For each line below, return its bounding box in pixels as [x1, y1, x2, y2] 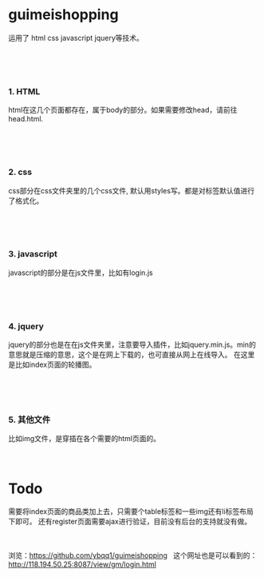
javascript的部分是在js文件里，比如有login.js [8, 268, 153, 277]
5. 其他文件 [8, 414, 51, 425]
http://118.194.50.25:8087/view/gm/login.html [8, 559, 157, 569]
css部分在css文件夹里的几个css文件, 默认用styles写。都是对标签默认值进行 [8, 185, 255, 195]
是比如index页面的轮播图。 [8, 360, 97, 369]
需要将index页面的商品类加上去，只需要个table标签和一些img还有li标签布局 [8, 507, 254, 516]
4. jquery [8, 320, 44, 332]
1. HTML [8, 86, 41, 97]
